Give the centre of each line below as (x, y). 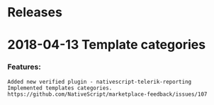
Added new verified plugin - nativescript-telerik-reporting (100, 82)
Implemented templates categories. (60, 88)
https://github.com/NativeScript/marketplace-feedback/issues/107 (107, 94)
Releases (35, 12)
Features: (24, 67)
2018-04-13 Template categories (107, 45)
